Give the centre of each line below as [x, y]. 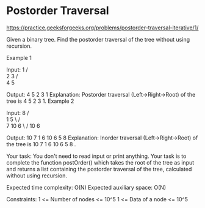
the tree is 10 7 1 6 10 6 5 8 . [41, 144]
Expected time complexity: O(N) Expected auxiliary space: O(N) [86, 187]
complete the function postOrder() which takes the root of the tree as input [100, 162]
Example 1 [19, 58]
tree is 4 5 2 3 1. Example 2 [40, 101]
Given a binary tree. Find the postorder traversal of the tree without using [98, 39]
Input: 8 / [18, 113]
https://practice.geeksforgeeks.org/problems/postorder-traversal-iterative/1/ [103, 28]
